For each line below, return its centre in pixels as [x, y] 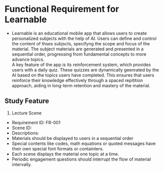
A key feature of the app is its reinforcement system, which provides [81, 65]
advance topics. [28, 59]
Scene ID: [22, 128]
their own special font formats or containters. [58, 148]
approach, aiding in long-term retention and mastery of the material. [81, 85]
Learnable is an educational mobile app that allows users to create [79, 33]
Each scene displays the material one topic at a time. [65, 154]
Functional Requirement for [62, 9]
